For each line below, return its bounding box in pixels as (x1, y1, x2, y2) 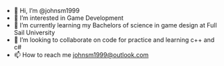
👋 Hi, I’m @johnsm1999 (13, 7, 80, 14)
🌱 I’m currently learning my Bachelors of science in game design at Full (13, 21, 217, 29)
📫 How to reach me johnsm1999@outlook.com (13, 51, 149, 58)
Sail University (13, 28, 55, 36)
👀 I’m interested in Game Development (13, 14, 123, 22)
